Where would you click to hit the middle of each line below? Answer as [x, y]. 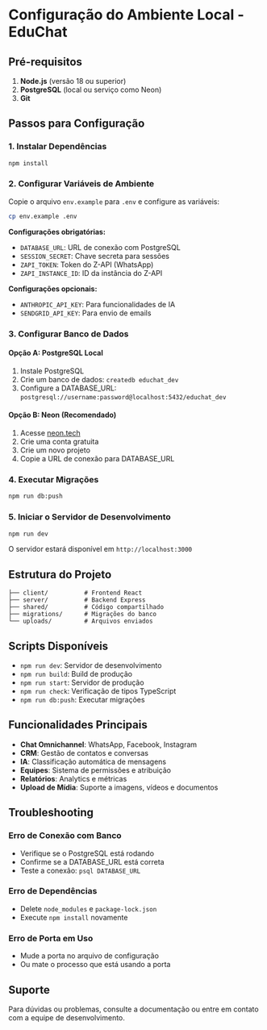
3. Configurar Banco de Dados [69, 334]
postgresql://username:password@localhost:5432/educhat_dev [123, 397]
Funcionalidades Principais [78, 725]
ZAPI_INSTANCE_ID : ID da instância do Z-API [91, 273]
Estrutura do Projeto [60, 574]
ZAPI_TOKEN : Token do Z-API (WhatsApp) [87, 265]
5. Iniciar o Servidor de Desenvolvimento [90, 517]
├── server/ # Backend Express [77, 600]
